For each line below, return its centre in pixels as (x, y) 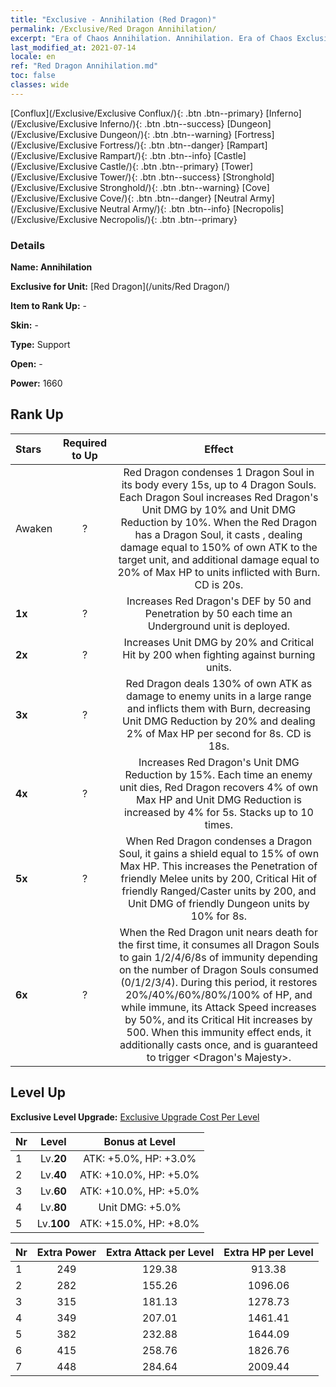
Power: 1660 (36, 383)
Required (85, 443)
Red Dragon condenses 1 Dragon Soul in (219, 472)
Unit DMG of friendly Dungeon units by (219, 903)
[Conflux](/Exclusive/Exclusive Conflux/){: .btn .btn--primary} (137, 113)
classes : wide (40, 85)
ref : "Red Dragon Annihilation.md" (84, 66)
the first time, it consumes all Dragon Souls (219, 944)
